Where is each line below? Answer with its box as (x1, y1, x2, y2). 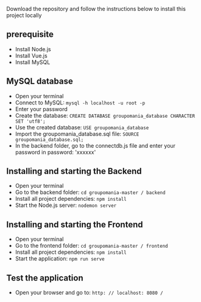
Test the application (6, 273, 83, 283)
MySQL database (6, 76, 73, 87)
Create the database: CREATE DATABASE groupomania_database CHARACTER (15, 112, 196, 119)
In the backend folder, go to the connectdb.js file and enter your (15, 142, 175, 149)
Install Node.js (15, 45, 51, 52)
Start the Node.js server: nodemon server (15, 201, 117, 209)
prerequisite (6, 29, 54, 40)
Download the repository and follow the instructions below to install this (6, 5, 186, 12)
